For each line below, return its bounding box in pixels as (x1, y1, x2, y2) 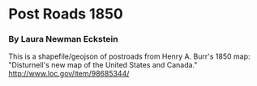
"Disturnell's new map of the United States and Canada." (8, 60, 198, 70)
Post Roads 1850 (8, 5, 123, 23)
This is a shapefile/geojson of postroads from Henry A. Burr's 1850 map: (8, 51, 251, 61)
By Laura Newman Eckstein (8, 34, 119, 45)
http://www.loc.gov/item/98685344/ (8, 69, 130, 79)
